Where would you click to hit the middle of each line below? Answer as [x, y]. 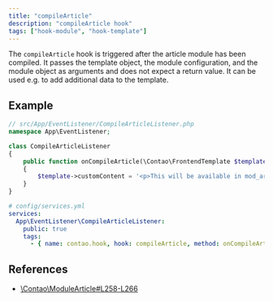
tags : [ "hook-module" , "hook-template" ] [78, 31]
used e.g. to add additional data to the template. [89, 80]
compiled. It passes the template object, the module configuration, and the [133, 62]
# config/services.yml [47, 206]
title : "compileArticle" [50, 16]
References [38, 269]
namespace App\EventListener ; [60, 132]
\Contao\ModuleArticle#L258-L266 [79, 289]
